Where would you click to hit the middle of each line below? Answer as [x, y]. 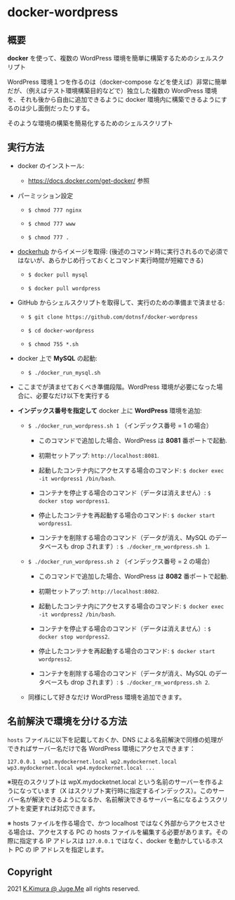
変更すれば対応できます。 [62, 808]
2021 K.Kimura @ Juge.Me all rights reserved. [74, 889]
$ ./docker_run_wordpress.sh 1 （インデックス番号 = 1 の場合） [120, 425]
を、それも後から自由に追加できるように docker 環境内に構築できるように [114, 99]
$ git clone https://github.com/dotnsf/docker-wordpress [113, 317]
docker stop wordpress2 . [74, 636]
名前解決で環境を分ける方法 [67, 721]
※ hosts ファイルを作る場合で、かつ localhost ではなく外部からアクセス [110, 823]
